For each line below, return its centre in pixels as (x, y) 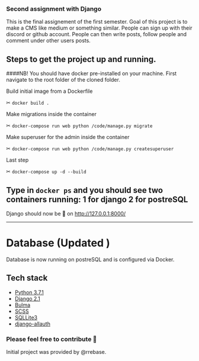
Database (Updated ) (58, 243)
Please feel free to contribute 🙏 (52, 339)
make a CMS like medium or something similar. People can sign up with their (99, 28)
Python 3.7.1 (29, 292)
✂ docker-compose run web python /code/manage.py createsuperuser (90, 149)
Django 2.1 (27, 298)
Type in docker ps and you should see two (85, 190)
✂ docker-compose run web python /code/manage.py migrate (79, 125)
